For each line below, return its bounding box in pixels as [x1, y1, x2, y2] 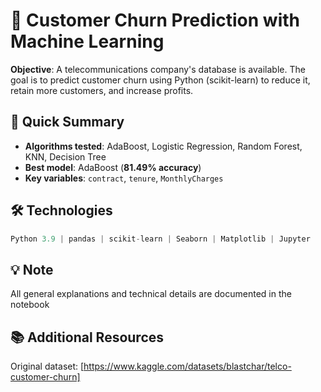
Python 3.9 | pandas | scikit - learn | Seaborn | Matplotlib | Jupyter [10, 234, 311, 244]
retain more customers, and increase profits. [10, 84, 194, 96]
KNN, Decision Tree [24, 150, 107, 163]
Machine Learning [10, 30, 165, 53]
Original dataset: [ [10, 360, 85, 373]
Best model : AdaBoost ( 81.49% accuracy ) [24, 161, 202, 173]
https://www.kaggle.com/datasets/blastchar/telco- [83, 360, 292, 373]
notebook [10, 299, 50, 311]
